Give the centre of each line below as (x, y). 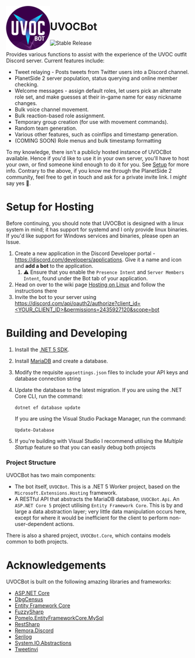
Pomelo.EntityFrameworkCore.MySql (59, 618)
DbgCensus (29, 599)
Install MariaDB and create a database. (61, 361)
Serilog (23, 637)
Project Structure (31, 462)
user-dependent (34, 524)
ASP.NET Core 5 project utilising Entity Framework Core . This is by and (99, 505)
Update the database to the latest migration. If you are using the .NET (98, 390)
